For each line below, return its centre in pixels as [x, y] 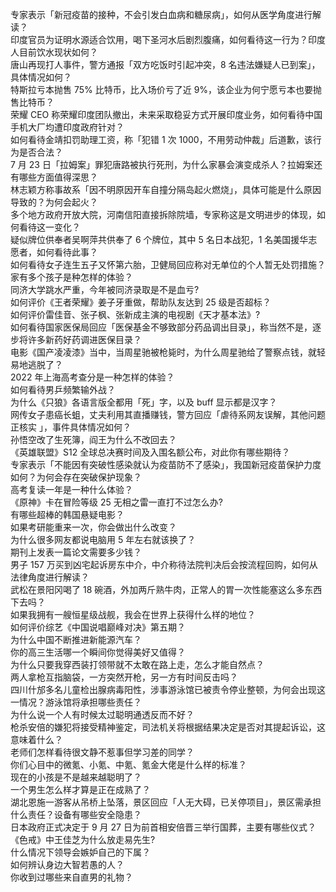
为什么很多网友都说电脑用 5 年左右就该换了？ [103, 539]
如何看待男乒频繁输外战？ [63, 389]
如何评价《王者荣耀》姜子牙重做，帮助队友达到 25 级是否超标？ [141, 302]
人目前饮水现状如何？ [54, 52]
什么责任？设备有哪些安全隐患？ [76, 814]
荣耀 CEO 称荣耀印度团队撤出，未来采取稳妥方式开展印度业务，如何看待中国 [166, 114]
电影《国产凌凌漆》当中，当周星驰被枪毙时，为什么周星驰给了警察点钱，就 [163, 352]
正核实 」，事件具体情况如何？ [71, 427]
